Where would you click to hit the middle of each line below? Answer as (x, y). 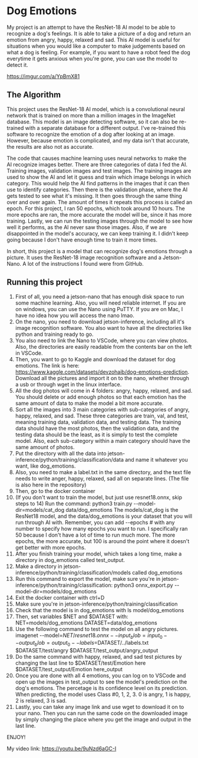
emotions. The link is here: (47, 365)
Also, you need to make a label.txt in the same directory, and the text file (103, 472)
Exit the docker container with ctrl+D (60, 597)
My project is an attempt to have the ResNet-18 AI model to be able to (91, 27)
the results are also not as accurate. (50, 146)
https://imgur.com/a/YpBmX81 (43, 76)
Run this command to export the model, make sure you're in (88, 579)
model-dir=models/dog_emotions (56, 591)
